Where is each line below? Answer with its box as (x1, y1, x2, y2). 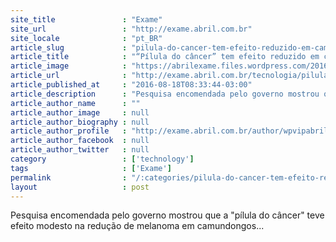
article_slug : (10, 42, 128, 53)
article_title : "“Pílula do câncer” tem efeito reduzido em (10, 52, 320, 62)
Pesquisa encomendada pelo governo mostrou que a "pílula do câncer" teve (10, 209, 325, 221)
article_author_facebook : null (10, 136, 150, 146)
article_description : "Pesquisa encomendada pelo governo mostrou (10, 89, 320, 99)
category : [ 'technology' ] (10, 154, 195, 164)
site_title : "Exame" (10, 14, 163, 25)
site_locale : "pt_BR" (10, 33, 163, 43)
